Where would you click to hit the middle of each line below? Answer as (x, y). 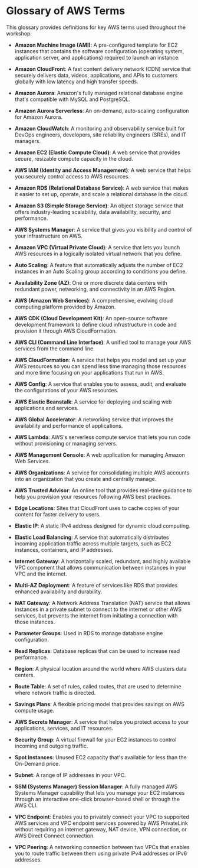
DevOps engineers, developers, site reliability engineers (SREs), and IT (100, 135)
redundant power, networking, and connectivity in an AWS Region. (95, 289)
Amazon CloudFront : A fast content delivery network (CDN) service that (103, 69)
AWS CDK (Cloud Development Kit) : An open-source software (91, 318)
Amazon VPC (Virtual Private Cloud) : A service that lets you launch (97, 247)
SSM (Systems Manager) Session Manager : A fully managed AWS (96, 786)
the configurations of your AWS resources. (67, 390)
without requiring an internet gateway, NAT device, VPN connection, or (100, 829)
